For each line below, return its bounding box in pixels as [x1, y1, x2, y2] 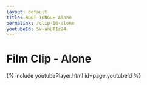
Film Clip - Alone [6, 52, 92, 66]
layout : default [6, 8, 47, 15]
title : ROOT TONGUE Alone [6, 15, 72, 21]
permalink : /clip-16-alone [6, 20, 75, 26]
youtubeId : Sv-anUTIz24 [6, 25, 67, 32]
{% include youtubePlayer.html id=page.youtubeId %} [6, 72, 142, 80]
